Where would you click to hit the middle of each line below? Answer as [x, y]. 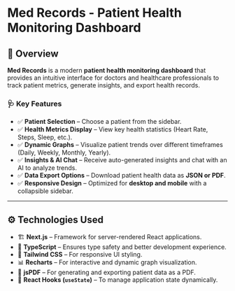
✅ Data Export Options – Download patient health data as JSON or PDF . [121, 176]
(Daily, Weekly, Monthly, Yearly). [64, 152]
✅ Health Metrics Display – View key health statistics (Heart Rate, [113, 129]
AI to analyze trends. [47, 168]
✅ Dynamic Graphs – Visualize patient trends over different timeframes [120, 145]
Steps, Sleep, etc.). [45, 137]
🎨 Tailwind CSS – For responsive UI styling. [80, 255]
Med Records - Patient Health [94, 13]
